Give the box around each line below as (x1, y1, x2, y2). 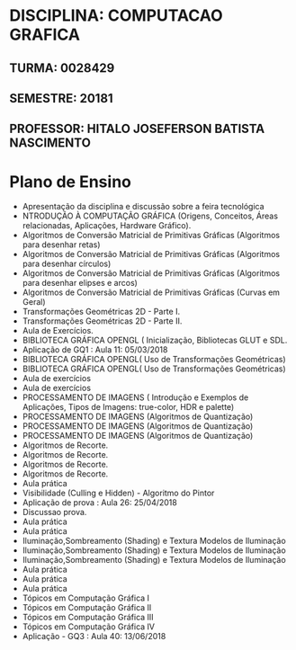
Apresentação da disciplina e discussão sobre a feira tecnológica (22, 201, 265, 212)
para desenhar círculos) (22, 258, 112, 270)
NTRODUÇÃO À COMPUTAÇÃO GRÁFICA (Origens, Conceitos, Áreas (22, 210, 279, 221)
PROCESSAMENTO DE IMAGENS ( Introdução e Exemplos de (22, 392, 249, 403)
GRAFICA (9, 24, 81, 45)
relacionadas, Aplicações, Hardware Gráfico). (22, 220, 192, 231)
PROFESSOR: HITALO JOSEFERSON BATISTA (9, 121, 265, 137)
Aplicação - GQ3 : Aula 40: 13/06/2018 (22, 631, 166, 642)
